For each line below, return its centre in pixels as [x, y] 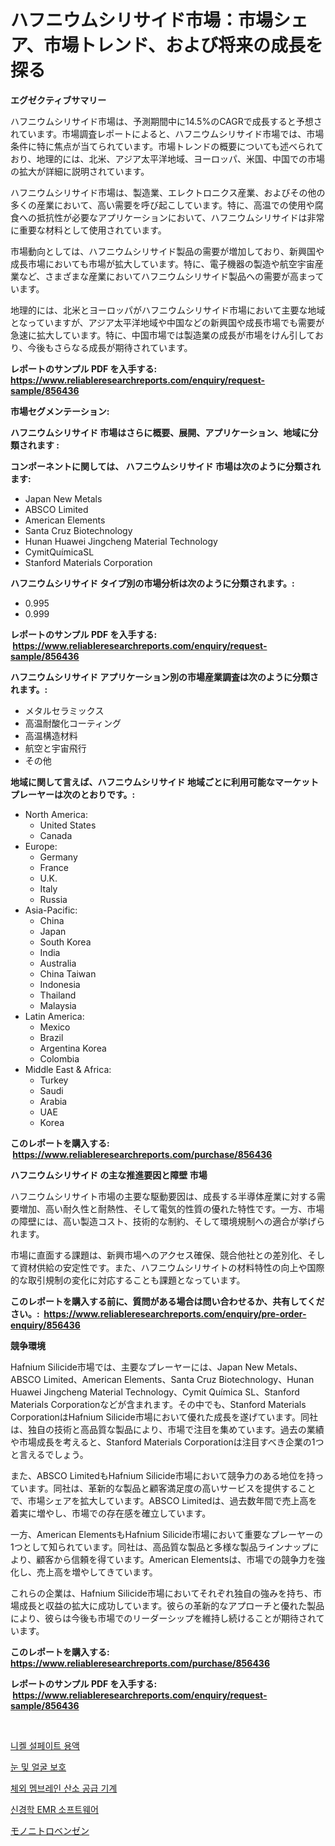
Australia [58, 963]
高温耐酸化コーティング [73, 723]
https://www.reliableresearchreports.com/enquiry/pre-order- [175, 1313]
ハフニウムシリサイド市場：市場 [142, 20]
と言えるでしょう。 [49, 1454]
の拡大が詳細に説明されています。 [80, 171]
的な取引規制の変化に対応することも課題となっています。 [128, 1280]
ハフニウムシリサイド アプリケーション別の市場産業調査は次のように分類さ [165, 677]
